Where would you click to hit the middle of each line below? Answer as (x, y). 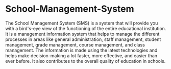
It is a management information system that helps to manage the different (82, 34)
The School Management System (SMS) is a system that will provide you (82, 23)
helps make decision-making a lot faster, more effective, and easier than (81, 55)
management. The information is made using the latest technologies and (81, 50)
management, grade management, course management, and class (75, 44)
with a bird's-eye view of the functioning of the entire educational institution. (86, 28)
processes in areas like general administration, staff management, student (83, 39)
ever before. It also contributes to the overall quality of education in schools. (86, 61)
